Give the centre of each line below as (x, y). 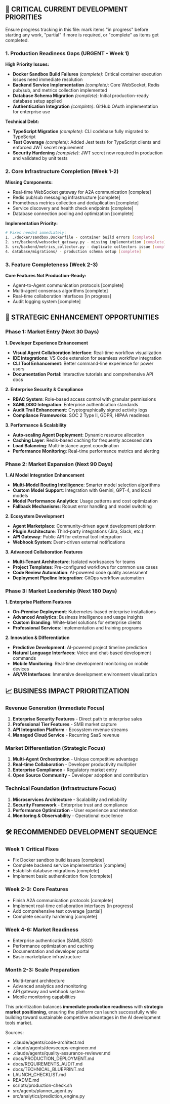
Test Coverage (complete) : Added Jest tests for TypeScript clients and (87, 142)
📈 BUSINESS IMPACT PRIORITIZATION (67, 691)
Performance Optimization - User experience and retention (75, 810)
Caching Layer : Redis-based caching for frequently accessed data (82, 440)
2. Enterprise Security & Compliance (44, 389)
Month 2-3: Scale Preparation (42, 969)
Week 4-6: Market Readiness (42, 929)
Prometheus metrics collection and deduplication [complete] (76, 203)
